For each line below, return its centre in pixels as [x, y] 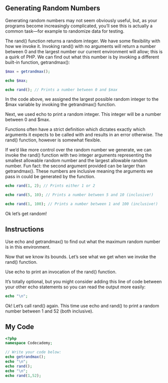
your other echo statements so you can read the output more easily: [75, 287]
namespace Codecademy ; [29, 343]
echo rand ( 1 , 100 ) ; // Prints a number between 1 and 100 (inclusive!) [81, 204]
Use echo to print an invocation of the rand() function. [61, 272]
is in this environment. [28, 247]
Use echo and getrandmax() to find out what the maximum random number [83, 242]
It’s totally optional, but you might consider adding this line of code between [83, 281]
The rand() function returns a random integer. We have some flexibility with [83, 41]
